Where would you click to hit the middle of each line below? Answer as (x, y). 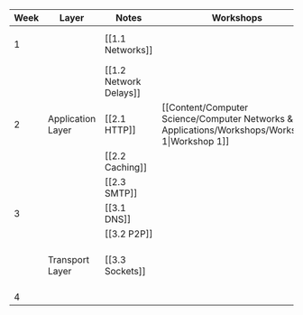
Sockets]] (125, 271)
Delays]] (123, 93)
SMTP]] (121, 193)
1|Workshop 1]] (196, 141)
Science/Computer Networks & (228, 119)
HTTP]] (120, 130)
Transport (69, 259)
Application (72, 119)
